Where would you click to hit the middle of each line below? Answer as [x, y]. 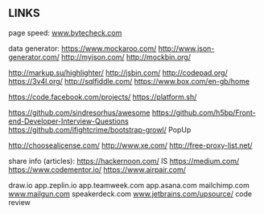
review [19, 202]
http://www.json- [186, 48]
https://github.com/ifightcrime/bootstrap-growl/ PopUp [100, 129]
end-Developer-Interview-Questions [68, 121]
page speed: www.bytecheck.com [65, 32]
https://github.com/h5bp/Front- [204, 112]
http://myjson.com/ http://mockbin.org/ [126, 57]
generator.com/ [34, 57]
